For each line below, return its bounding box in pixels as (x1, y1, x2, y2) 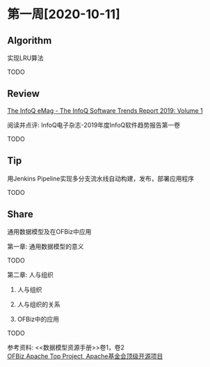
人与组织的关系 (17, 300, 60, 309)
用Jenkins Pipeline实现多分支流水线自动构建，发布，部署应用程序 (7, 174, 195, 182)
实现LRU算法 (7, 54, 44, 62)
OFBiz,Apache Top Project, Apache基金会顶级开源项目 (7, 352, 163, 361)
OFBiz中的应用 (17, 315, 60, 324)
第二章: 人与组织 (7, 271, 54, 279)
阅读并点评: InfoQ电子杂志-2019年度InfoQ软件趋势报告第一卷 (7, 120, 181, 129)
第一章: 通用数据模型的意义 (7, 242, 84, 251)
